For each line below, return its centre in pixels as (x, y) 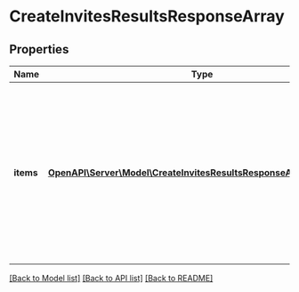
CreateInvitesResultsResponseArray (147, 16)
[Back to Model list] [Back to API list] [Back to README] (111, 278)
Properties (39, 49)
